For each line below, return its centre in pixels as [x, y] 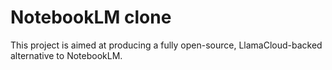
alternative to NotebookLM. [66, 55]
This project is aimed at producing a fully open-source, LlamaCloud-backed [166, 45]
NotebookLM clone [91, 17]
